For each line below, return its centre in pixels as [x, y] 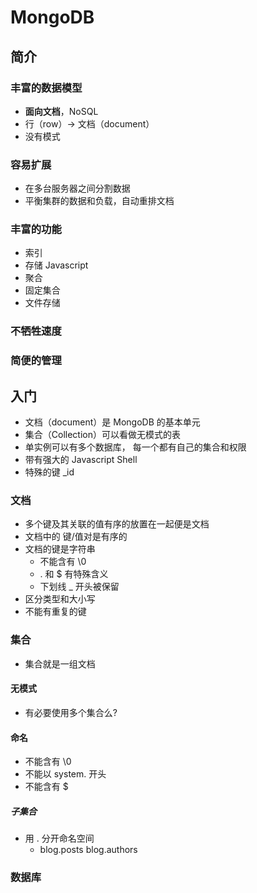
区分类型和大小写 [60, 599]
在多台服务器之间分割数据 [77, 188]
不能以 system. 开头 [65, 774]
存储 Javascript [56, 265]
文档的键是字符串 [60, 549]
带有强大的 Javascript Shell [81, 460]
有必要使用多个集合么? [71, 712]
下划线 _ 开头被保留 [79, 587]
